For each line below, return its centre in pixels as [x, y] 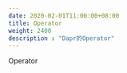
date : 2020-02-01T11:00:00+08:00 [64, 16]
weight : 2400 [30, 30]
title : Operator [35, 23]
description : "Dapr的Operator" [62, 38]
